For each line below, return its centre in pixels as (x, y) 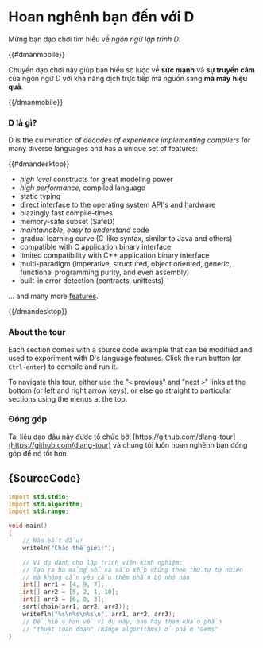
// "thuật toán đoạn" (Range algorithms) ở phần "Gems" (120, 629)
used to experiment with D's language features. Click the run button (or (125, 358)
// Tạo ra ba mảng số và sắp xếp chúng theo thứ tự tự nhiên (133, 570)
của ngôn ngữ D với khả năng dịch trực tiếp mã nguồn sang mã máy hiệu (128, 78)
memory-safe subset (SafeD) (67, 222)
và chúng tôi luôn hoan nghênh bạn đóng (180, 444)
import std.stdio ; (39, 497)
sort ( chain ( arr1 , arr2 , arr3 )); (76, 607)
